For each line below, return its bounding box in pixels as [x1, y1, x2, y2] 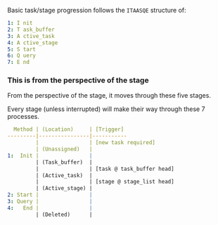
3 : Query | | [7, 198, 93, 205]
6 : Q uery [7, 52, 37, 59]
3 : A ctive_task [7, 32, 55, 39]
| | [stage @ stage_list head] [35, 179, 174, 186]
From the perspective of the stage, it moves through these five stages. [7, 91, 211, 100]
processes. [7, 112, 40, 121]
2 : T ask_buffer [7, 26, 55, 33]
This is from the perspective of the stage [7, 75, 149, 85]
